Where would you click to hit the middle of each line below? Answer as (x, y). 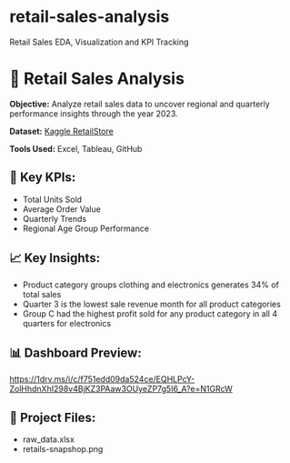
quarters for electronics (67, 323)
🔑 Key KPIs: (43, 178)
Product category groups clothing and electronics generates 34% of (150, 285)
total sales (42, 294)
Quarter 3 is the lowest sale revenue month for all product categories (152, 304)
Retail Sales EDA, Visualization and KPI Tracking (99, 42)
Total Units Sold (52, 199)
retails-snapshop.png (63, 449)
